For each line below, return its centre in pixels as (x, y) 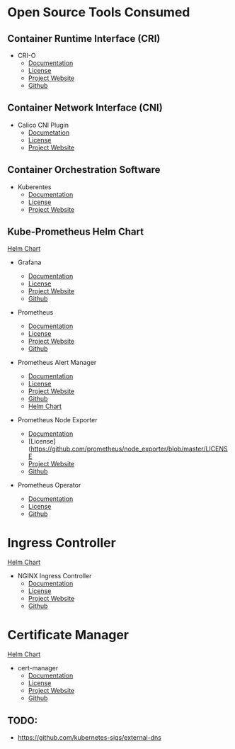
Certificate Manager (68, 635)
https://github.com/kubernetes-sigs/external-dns (89, 738)
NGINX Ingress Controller (55, 576)
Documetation (48, 133)
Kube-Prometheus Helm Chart (75, 232)
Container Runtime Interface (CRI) (84, 39)
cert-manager (38, 668)
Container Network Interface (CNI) (85, 108)
